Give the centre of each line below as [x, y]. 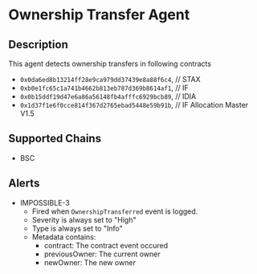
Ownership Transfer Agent [99, 15]
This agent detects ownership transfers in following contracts [110, 63]
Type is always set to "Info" [77, 228]
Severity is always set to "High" [84, 219]
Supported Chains [55, 139]
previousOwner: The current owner [102, 254]
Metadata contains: [64, 237]
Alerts [24, 184]
